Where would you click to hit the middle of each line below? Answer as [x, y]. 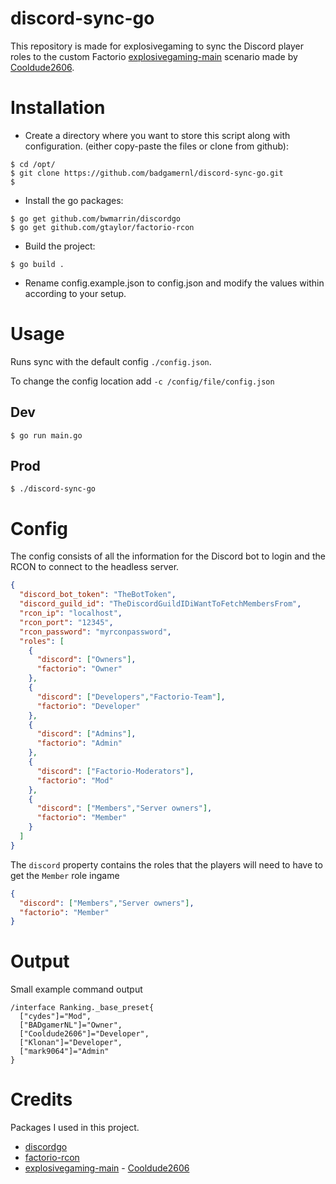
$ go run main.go [46, 435]
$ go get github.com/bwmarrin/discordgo [96, 218]
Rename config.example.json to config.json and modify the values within [174, 283]
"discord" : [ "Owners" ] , [86, 660]
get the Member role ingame [65, 875]
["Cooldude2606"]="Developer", [84, 1034]
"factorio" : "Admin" [79, 743]
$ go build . [37, 264]
